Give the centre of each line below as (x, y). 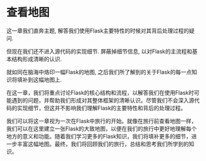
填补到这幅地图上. (40, 80)
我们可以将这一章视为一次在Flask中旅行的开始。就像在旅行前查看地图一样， (102, 121)
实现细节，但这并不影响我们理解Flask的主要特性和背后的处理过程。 (101, 108)
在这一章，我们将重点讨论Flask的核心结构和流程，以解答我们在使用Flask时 (100, 92)
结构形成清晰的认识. (37, 59)
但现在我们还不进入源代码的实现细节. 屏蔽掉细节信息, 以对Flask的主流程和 (99, 51)
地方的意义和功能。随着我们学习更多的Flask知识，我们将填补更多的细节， (99, 136)
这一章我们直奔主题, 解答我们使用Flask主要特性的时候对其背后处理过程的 (98, 31)
